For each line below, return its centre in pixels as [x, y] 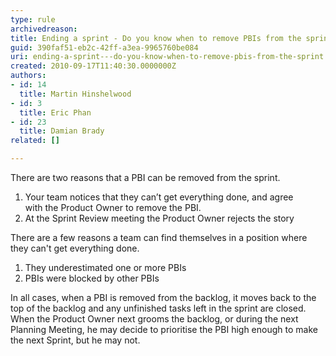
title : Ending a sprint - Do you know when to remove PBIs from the [156, 38]
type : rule [33, 19]
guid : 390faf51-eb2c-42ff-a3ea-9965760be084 [104, 47]
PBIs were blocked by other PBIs [92, 278]
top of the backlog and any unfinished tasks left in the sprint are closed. [158, 308]
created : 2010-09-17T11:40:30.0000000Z [93, 66]
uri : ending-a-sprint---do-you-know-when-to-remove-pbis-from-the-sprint [167, 57]
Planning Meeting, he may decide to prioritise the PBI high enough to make [164, 329]
